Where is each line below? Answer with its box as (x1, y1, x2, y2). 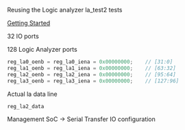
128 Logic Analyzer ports (7, 46, 77, 53)
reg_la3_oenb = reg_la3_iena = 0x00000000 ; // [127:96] (7, 78, 180, 84)
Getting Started (7, 19, 51, 27)
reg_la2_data (7, 103, 45, 110)
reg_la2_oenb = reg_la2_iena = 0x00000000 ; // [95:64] (7, 71, 176, 78)
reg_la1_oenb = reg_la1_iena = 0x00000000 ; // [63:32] (7, 65, 176, 71)
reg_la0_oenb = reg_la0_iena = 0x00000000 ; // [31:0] (7, 59, 173, 65)
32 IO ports (7, 32, 39, 40)
